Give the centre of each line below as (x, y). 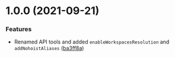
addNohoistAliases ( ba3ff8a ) (49, 48)
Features (19, 29)
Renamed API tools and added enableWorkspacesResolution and (92, 42)
